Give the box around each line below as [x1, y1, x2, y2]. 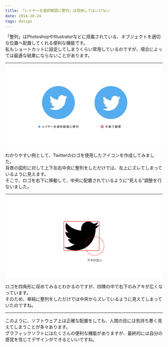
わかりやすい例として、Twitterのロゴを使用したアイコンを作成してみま [5, 152, 150, 158]
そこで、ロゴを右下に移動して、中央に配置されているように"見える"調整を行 [5, 177, 162, 183]
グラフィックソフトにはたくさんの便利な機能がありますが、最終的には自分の [5, 330, 163, 336]
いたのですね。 [5, 302, 36, 308]
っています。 [5, 290, 31, 296]
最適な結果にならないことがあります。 [13, 53, 92, 59]
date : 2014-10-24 [5, 13, 41, 19]
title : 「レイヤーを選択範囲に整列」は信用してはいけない [5, 8, 110, 13]
